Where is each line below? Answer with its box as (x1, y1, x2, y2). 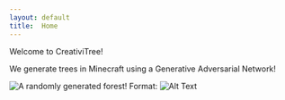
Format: (129, 80, 158, 91)
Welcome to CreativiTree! (9, 46, 103, 56)
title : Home (9, 21, 58, 30)
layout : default (9, 12, 70, 22)
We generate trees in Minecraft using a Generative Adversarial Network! (9, 63, 277, 74)
